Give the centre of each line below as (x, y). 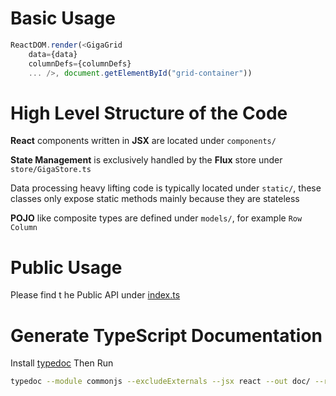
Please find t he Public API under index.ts (95, 295)
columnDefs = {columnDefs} (80, 63)
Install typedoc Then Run (62, 363)
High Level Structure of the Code (149, 113)
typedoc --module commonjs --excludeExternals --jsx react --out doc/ (160, 382)
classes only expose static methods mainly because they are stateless (155, 199)
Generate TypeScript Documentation (166, 335)
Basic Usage (63, 18)
